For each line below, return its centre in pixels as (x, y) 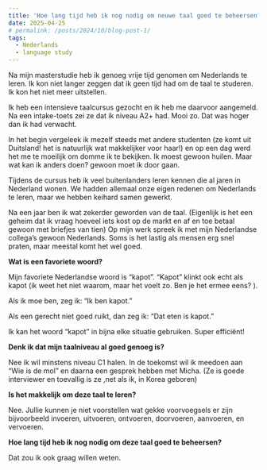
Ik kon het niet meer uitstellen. (58, 92)
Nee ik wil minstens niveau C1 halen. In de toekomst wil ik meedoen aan (126, 362)
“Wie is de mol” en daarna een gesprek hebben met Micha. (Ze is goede (126, 371)
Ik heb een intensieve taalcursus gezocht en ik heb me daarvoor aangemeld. (133, 107)
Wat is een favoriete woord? (56, 262)
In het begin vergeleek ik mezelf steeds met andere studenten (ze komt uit (130, 139)
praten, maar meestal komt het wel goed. (75, 246)
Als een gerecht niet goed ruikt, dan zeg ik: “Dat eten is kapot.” (111, 316)
